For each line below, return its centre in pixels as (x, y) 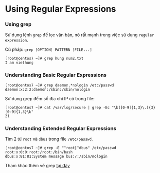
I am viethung (19, 63)
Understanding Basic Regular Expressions (56, 75)
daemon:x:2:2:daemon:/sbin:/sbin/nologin (48, 89)
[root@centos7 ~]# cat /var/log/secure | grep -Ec (57, 108)
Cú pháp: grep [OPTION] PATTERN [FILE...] (49, 49)
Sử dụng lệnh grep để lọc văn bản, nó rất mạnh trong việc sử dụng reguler (80, 35)
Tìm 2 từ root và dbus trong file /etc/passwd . (49, 139)
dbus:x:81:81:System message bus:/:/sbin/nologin (56, 157)
